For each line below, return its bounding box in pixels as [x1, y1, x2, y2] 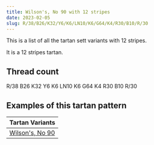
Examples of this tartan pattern [6, 100, 127, 110]
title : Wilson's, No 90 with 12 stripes [6, 9, 111, 15]
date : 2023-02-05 [6, 15, 51, 21]
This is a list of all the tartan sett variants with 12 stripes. [6, 37, 147, 44]
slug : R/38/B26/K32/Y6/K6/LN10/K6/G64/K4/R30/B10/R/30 [6, 20, 149, 26]
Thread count [6, 66, 59, 77]
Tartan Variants [9, 118, 56, 127]
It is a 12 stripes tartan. [6, 49, 63, 56]
